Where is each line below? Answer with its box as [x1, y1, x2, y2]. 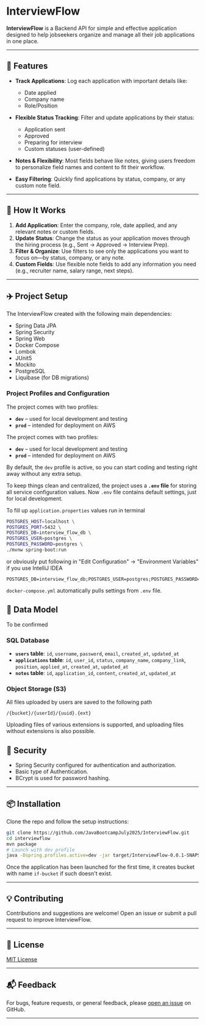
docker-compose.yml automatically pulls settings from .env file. [6, 586, 162, 594]
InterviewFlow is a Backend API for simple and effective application [6, 24, 177, 32]
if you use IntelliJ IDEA [6, 564, 63, 572]
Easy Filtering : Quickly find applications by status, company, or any [15, 175, 186, 183]
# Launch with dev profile [6, 847, 75, 853]
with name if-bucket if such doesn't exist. [6, 870, 113, 877]
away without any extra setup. [6, 470, 82, 477]
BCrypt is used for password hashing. [15, 775, 110, 782]
